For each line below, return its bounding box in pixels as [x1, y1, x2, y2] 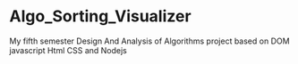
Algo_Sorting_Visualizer [9, 6, 192, 27]
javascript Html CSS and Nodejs [9, 44, 127, 55]
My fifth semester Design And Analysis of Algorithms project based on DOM [9, 36, 290, 46]
